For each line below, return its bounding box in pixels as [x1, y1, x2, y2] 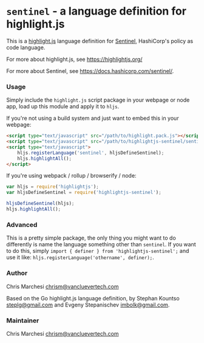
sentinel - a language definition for [6, 4, 187, 18]
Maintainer [6, 316, 39, 325]
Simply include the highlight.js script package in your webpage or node [6, 96, 190, 104]
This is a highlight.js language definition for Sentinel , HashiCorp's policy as [6, 37, 193, 44]
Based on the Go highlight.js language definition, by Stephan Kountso [6, 294, 180, 302]
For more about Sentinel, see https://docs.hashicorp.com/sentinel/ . [6, 67, 174, 74]
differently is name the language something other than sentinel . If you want [6, 241, 196, 248]
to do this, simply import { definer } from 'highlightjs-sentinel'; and [6, 248, 189, 255]
